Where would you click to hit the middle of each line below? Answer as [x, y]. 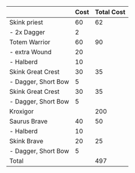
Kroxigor [22, 111]
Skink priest [26, 22]
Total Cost [110, 12]
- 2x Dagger [27, 32]
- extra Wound [30, 52]
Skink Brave [26, 141]
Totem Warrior [30, 42]
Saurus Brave [29, 121]
